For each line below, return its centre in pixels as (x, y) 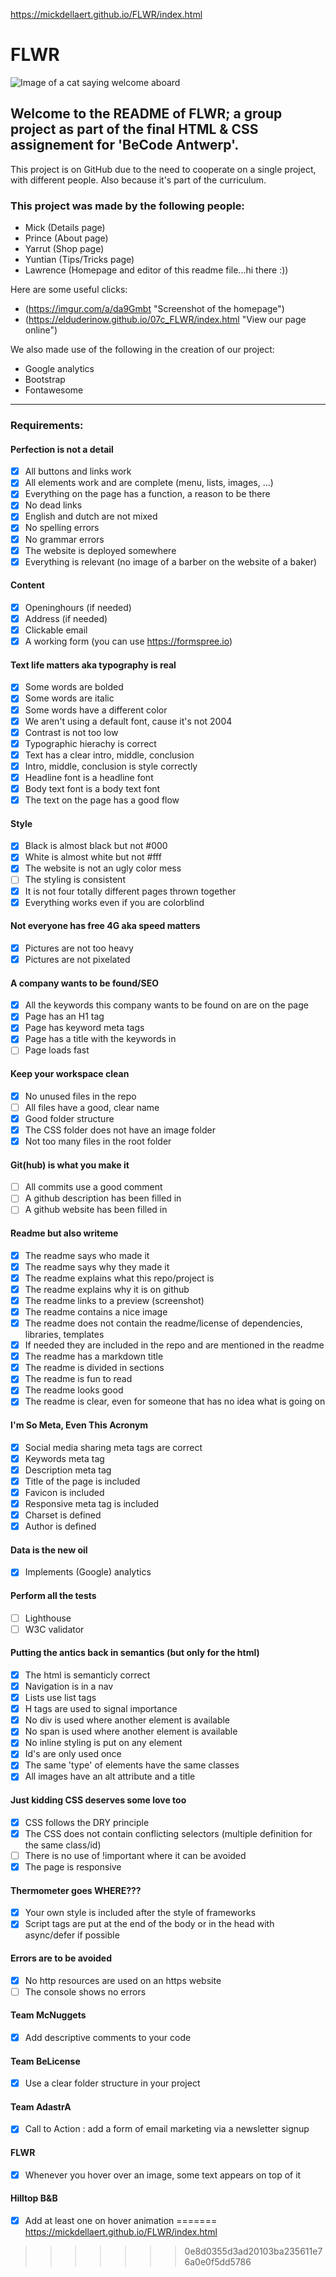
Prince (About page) (66, 238)
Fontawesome (54, 390)
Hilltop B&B (34, 2198)
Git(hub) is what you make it (70, 1165)
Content (27, 585)
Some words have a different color (96, 710)
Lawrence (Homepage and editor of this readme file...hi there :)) (156, 270)
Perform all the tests (53, 1595)
